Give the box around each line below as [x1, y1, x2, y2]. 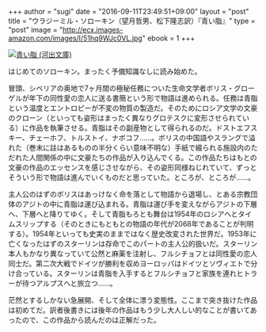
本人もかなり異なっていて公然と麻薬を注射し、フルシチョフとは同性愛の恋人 [8, 249, 257, 258]
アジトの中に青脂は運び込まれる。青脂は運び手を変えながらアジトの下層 [21, 200, 257, 208]
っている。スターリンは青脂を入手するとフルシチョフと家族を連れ [21, 269, 237, 278]
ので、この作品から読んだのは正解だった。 [21, 315, 161, 324]
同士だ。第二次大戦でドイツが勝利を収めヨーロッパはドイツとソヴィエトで [8, 259, 251, 268]
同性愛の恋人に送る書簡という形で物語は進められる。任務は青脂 [49, 93, 258, 102]
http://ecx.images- [62, 25, 123, 34]
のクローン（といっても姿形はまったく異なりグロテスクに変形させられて [8, 113, 243, 122]
